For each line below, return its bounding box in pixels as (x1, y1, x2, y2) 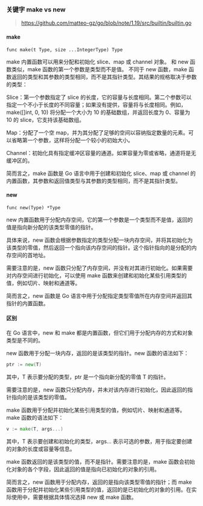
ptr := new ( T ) (6, 361, 42, 367)
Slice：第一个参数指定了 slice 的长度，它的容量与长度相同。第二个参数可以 (6, 93, 192, 101)
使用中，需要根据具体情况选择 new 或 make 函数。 (11, 493, 137, 501)
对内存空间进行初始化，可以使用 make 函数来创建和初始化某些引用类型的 (6, 271, 187, 279)
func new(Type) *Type (6, 204, 61, 210)
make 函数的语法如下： (6, 414, 64, 421)
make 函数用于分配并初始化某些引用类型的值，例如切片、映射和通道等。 (6, 406, 185, 414)
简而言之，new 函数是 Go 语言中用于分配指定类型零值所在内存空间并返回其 (6, 292, 193, 299)
